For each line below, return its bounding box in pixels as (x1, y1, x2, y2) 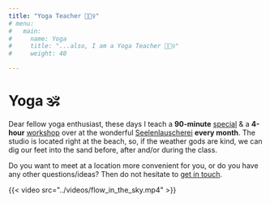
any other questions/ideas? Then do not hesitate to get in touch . (8, 169, 223, 179)
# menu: (8, 19, 35, 28)
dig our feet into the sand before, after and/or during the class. (8, 145, 217, 154)
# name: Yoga (8, 34, 67, 43)
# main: (8, 27, 42, 35)
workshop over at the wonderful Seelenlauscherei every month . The (26, 127, 255, 137)
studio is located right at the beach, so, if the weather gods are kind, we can (8, 136, 263, 146)
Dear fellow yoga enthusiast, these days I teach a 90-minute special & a (8, 119, 250, 128)
